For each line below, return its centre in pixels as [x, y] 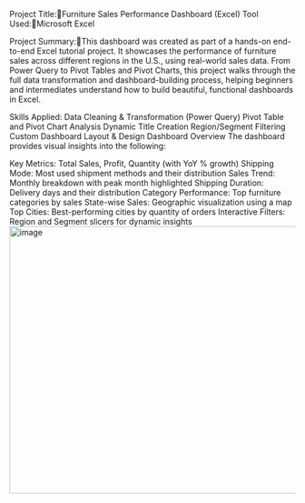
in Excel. [25, 99]
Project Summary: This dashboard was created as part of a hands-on [140, 41]
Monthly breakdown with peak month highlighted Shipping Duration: [137, 183]
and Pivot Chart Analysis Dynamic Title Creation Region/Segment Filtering [148, 126]
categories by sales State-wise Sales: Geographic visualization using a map [151, 202]
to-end [22, 51]
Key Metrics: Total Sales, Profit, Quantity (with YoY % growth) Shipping [142, 163]
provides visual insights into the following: [88, 146]
